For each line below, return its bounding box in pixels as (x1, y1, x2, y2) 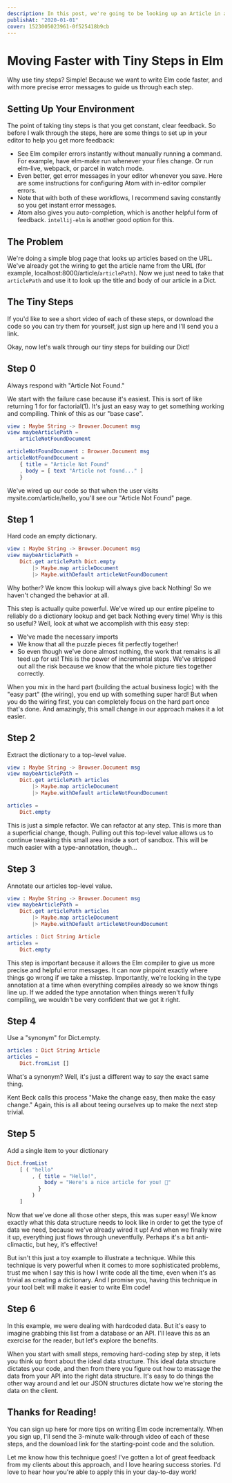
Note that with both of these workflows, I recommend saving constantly (17, 194, 221, 202)
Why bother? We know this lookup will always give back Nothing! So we (7, 583, 212, 592)
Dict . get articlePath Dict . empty (19, 558, 116, 565)
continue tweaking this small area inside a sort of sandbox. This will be (7, 835, 209, 844)
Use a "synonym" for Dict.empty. (7, 1034, 101, 1042)
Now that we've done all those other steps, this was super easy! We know (7, 1210, 217, 1219)
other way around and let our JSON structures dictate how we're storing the (7, 1379, 223, 1388)
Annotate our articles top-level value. (7, 882, 113, 890)
